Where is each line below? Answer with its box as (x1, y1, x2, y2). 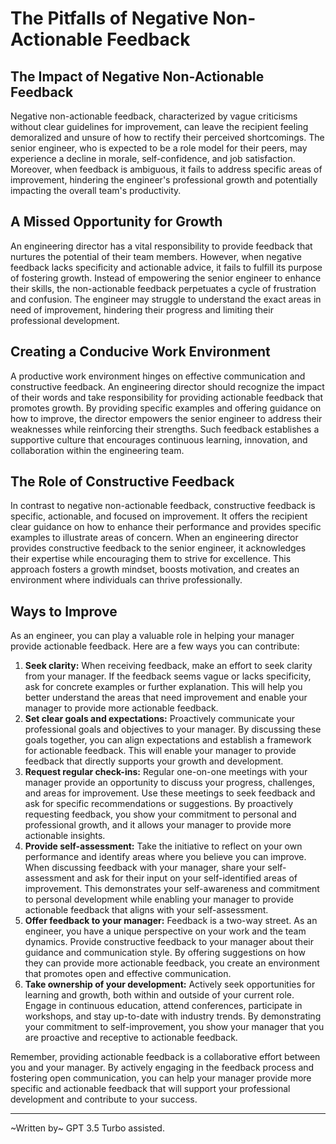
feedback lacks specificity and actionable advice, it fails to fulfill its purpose (10, 261, 323, 273)
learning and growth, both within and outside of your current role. (24, 989, 295, 1001)
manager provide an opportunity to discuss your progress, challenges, (24, 777, 316, 789)
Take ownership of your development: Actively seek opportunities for (24, 978, 316, 991)
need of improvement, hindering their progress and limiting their (10, 303, 274, 316)
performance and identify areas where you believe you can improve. (24, 851, 307, 863)
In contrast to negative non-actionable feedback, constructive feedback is (10, 500, 316, 512)
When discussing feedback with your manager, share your (24, 862, 266, 874)
